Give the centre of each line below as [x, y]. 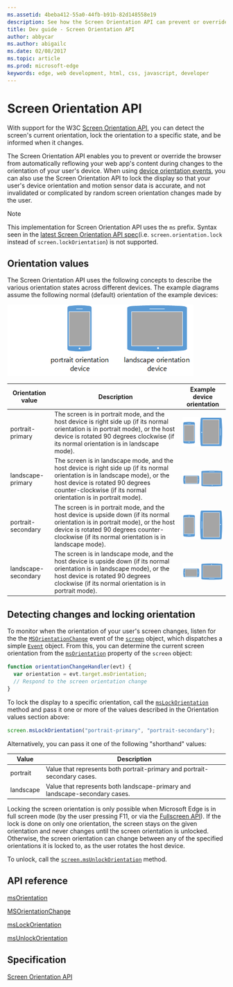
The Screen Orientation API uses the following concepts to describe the [110, 280]
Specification [37, 960]
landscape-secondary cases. [88, 793]
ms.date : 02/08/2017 [37, 51]
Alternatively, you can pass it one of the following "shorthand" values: [107, 743]
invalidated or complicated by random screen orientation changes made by [114, 193]
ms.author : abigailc [37, 44]
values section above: [38, 717]
